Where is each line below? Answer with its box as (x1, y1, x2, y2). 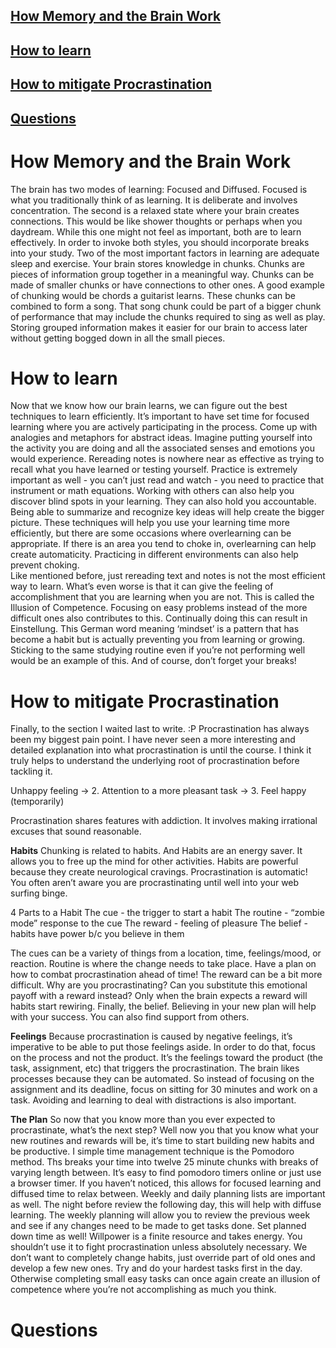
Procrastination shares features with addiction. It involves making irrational (10, 815, 318, 827)
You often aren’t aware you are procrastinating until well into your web (10, 877, 300, 889)
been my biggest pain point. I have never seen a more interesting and (10, 734, 296, 746)
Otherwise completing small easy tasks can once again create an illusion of (10, 1273, 321, 1285)
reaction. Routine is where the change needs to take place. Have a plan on (10, 958, 317, 970)
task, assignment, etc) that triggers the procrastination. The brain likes (10, 1062, 300, 1074)
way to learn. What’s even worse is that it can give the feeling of (10, 580, 274, 593)
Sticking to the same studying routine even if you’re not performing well (10, 644, 306, 656)
